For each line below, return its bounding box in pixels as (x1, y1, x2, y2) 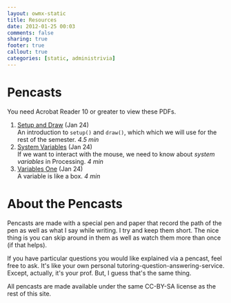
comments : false (7, 29, 54, 36)
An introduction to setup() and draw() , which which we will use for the (17, 128, 217, 136)
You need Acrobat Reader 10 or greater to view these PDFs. (7, 107, 177, 116)
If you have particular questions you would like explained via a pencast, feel (7, 254, 223, 262)
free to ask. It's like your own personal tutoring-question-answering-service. (7, 261, 225, 269)
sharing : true (7, 36, 48, 43)
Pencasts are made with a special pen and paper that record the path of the (7, 218, 222, 227)
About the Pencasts (7, 196, 123, 211)
